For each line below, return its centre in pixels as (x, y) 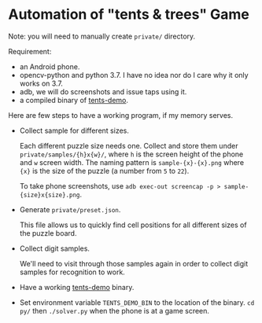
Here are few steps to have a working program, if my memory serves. (121, 115)
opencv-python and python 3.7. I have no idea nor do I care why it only (134, 75)
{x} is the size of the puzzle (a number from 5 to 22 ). (104, 171)
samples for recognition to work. (72, 272)
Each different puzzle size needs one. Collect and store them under (129, 145)
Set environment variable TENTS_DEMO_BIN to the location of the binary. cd (137, 302)
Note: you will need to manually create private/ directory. (102, 36)
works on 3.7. (41, 83)
